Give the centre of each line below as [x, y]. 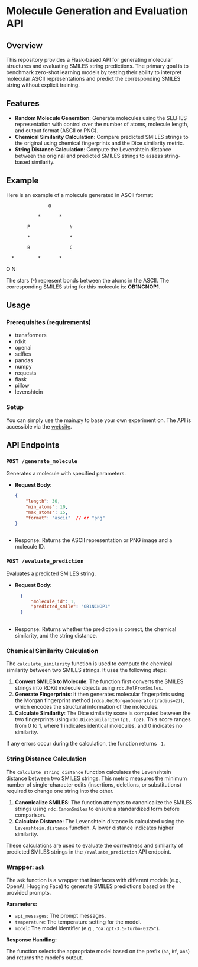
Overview [25, 45]
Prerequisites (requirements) [49, 322]
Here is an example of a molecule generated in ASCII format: [80, 195]
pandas [24, 360]
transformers [30, 335]
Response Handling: [32, 940]
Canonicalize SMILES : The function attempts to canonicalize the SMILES [103, 802]
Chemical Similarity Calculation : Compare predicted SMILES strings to [101, 137]
